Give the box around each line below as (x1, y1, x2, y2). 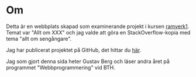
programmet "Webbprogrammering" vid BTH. (6, 64, 115, 71)
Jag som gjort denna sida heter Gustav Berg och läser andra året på (6, 58, 170, 65)
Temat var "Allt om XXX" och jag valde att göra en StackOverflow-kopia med (6, 29, 191, 36)
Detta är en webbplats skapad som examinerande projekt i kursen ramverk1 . (6, 23, 190, 30)
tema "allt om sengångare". (6, 35, 72, 42)
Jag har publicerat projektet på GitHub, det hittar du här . (6, 46, 142, 53)
